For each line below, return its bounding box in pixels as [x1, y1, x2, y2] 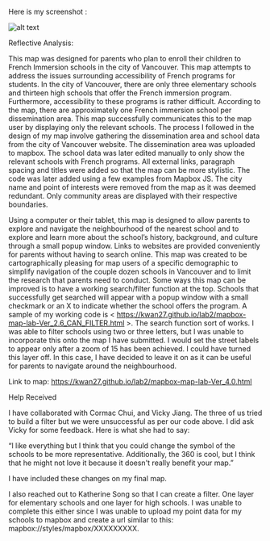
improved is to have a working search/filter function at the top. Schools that [8, 284, 260, 293]
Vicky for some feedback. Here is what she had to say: [8, 426, 190, 434]
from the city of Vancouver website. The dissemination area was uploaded [8, 140, 255, 149]
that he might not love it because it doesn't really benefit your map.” [8, 458, 234, 468]
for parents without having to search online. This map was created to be [8, 250, 247, 259]
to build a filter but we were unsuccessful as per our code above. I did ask [8, 417, 255, 426]
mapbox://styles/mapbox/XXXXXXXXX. [8, 524, 139, 533]
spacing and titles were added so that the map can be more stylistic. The [8, 166, 251, 174]
